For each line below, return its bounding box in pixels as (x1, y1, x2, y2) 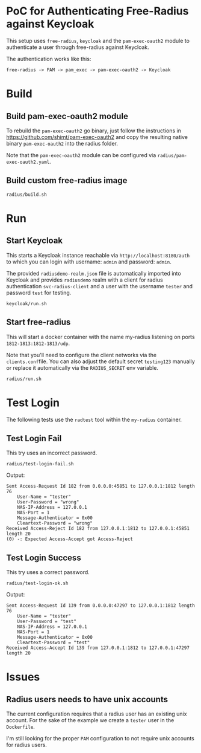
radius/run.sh (6, 376, 42, 382)
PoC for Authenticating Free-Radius (6, 4, 189, 18)
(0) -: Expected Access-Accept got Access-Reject (6, 536, 134, 542)
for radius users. (6, 742, 47, 749)
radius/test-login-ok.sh (6, 580, 69, 587)
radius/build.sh (6, 192, 47, 198)
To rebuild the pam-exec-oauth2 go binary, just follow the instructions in (6, 127, 182, 134)
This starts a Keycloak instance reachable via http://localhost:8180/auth (6, 251, 190, 259)
